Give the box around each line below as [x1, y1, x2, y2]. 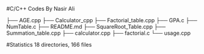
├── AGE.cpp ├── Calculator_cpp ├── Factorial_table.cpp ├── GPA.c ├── [6, 17, 198, 23]
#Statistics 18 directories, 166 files [6, 41, 93, 48]
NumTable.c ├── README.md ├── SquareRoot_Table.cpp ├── [6, 23, 166, 30]
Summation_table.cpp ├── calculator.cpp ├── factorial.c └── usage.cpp [6, 29, 191, 37]
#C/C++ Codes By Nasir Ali [6, 5, 75, 12]
